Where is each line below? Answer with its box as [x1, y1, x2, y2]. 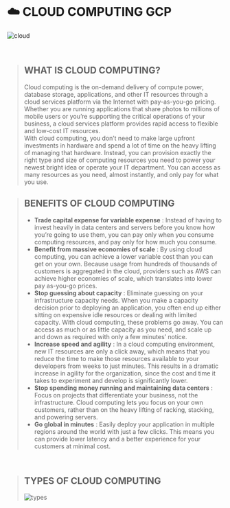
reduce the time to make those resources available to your [34, 354, 199, 362]
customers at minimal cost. [34, 442, 111, 450]
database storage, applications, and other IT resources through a [23, 90, 208, 98]
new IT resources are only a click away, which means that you [34, 347, 210, 356]
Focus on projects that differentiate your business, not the [34, 391, 198, 399]
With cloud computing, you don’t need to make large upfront [23, 134, 195, 142]
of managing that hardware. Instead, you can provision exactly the [23, 148, 211, 157]
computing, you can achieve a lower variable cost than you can [34, 252, 214, 260]
